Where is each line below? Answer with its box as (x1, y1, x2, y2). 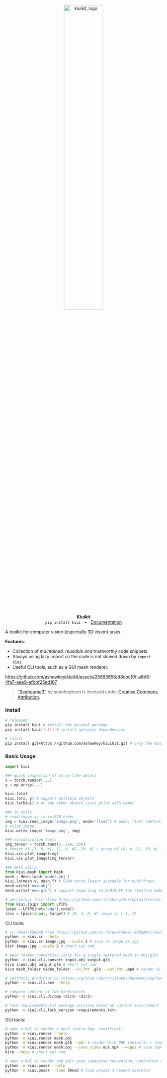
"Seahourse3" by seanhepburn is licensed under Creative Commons (17, 689, 158, 695)
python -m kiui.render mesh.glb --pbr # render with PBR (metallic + (5, 1040, 153, 1046)
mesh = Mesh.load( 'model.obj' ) (5, 874, 70, 879)
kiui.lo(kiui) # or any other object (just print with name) (5, 801, 135, 806)
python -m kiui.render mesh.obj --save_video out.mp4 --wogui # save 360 (5, 1045, 162, 1050)
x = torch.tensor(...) (5, 778, 52, 783)
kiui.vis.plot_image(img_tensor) (5, 856, 75, 861)
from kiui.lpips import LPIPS (5, 902, 68, 907)
